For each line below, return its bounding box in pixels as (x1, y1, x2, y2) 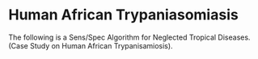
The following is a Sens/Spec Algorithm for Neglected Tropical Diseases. (8, 32, 251, 42)
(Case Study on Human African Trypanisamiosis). (8, 40, 173, 50)
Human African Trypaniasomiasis (8, 6, 239, 24)
